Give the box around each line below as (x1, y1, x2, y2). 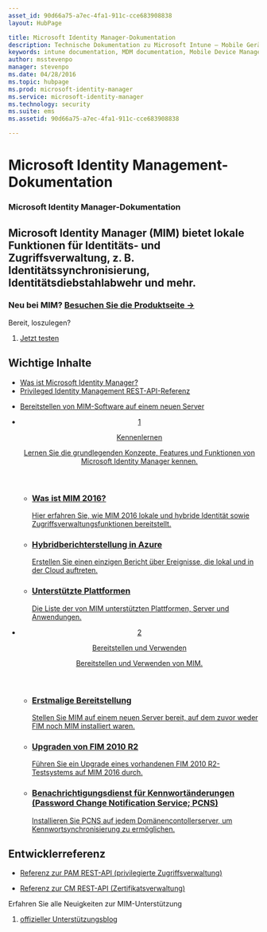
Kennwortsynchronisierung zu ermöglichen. (31, 824, 176, 833)
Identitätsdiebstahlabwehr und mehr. (8, 276, 196, 289)
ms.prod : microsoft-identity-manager (8, 85, 133, 93)
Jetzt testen (19, 333, 60, 343)
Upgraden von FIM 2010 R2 (31, 741, 139, 752)
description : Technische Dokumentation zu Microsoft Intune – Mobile (8, 41, 244, 49)
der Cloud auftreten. (31, 566, 98, 575)
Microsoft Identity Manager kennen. (80, 456, 199, 466)
